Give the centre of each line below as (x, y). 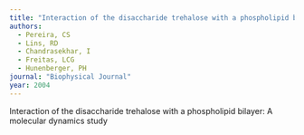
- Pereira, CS (44, 34)
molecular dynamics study (59, 121)
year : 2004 (30, 85)
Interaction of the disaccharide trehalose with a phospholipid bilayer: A (141, 111)
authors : (26, 26)
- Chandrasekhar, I (54, 52)
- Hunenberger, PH (52, 69)
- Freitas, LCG (46, 60)
